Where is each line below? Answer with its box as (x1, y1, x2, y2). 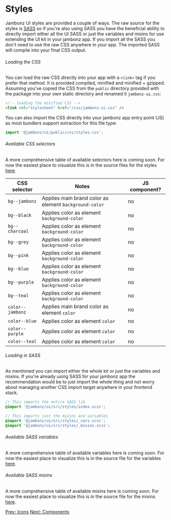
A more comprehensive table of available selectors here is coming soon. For (5, 157, 165, 163)
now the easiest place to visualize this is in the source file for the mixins (5, 493, 156, 500)
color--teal (8, 339, 37, 344)
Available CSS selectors (5, 141, 55, 147)
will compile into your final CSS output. (5, 47, 87, 53)
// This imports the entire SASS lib (5, 400, 85, 405)
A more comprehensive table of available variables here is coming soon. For (5, 450, 164, 456)
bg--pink (8, 252, 29, 258)
